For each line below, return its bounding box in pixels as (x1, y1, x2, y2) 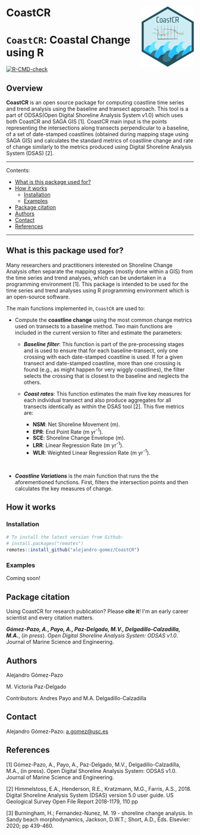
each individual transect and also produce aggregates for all (23, 396, 171, 403)
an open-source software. (6, 293, 70, 300)
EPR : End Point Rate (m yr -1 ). (32, 427, 103, 435)
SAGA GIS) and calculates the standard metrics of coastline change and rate (6, 137, 193, 144)
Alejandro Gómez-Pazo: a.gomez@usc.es (6, 728, 109, 735)
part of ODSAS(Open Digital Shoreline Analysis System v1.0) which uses (6, 111, 183, 119)
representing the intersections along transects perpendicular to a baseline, (6, 124, 189, 131)
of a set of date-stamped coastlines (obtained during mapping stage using (6, 130, 189, 137)
